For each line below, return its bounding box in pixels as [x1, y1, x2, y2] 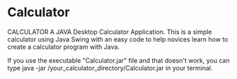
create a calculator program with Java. [7, 42, 120, 51]
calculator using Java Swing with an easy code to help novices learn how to [7, 35, 229, 43]
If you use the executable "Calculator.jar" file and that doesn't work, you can [7, 56, 230, 64]
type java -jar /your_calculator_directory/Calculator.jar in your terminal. [7, 63, 214, 72]
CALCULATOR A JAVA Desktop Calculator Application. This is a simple [7, 28, 212, 36]
